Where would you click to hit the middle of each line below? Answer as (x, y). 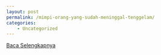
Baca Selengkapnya (31, 45)
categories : (21, 23)
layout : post (23, 12)
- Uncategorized (38, 28)
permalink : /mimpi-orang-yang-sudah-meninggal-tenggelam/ (80, 17)
